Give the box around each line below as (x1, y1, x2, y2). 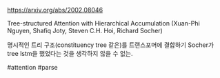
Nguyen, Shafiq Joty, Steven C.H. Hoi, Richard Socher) (7, 27, 163, 35)
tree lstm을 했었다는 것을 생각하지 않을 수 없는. (7, 50, 133, 57)
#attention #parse (7, 64, 59, 71)
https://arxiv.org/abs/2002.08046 (7, 6, 103, 14)
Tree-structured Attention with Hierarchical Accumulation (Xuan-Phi (7, 19, 200, 27)
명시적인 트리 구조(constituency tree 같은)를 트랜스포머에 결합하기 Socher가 (7, 41, 214, 49)
